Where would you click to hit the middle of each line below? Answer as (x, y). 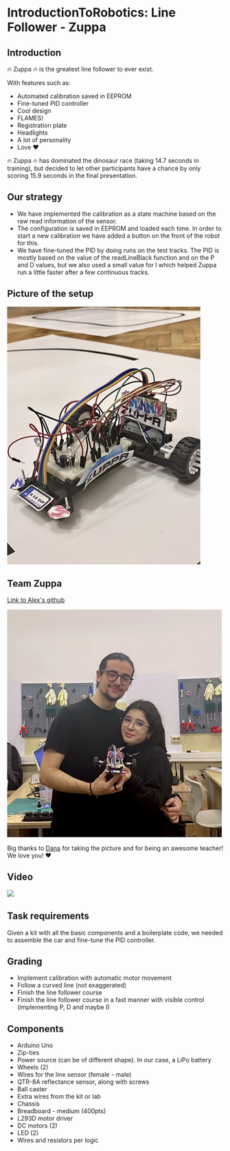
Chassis (28, 1104)
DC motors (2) (37, 1126)
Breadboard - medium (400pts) (61, 1111)
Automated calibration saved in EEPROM (74, 96)
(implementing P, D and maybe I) (63, 1007)
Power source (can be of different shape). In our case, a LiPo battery (114, 1060)
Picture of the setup (50, 294)
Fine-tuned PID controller (53, 103)
